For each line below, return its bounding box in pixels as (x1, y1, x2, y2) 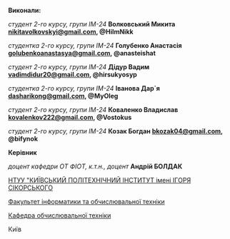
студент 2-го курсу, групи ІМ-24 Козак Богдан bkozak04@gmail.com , (8, 127, 224, 135)
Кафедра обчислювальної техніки (8, 211, 111, 220)
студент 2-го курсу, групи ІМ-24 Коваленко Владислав (8, 106, 179, 113)
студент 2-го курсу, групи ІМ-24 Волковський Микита (8, 20, 176, 28)
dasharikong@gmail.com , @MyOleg (8, 92, 119, 100)
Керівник (8, 148, 38, 156)
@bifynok (8, 135, 39, 143)
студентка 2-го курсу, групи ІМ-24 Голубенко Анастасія (8, 41, 182, 49)
